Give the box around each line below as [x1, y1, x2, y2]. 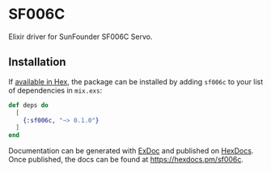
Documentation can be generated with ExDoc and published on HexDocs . [8, 146, 254, 156]
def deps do [8, 101, 49, 110]
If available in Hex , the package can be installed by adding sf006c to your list [8, 76, 264, 86]
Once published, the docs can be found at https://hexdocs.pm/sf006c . [8, 155, 244, 165]
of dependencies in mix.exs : [8, 85, 103, 95]
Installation [8, 55, 66, 69]
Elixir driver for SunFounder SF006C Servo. [8, 32, 153, 41]
